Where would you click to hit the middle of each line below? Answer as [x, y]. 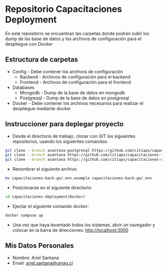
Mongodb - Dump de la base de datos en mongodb [72, 92]
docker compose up [24, 215]
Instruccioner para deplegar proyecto [64, 124]
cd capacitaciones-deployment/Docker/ [45, 197]
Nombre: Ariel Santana [36, 258]
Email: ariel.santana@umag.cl [42, 263]
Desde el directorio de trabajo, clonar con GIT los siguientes [74, 136]
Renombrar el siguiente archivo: [45, 169]
